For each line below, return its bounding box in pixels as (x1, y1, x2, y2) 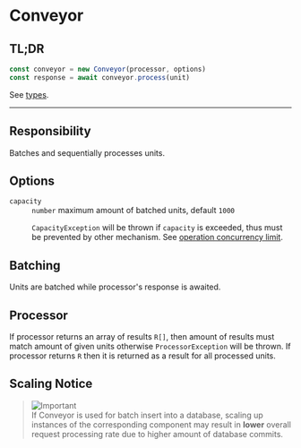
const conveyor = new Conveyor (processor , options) (9, 65, 206, 73)
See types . (9, 89, 49, 99)
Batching (9, 257, 61, 273)
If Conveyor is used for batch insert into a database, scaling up (30, 409, 264, 420)
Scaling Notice (9, 376, 93, 392)
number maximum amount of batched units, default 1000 (31, 205, 236, 216)
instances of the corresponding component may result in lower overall (30, 418, 291, 430)
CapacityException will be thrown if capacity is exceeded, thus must (31, 222, 283, 233)
